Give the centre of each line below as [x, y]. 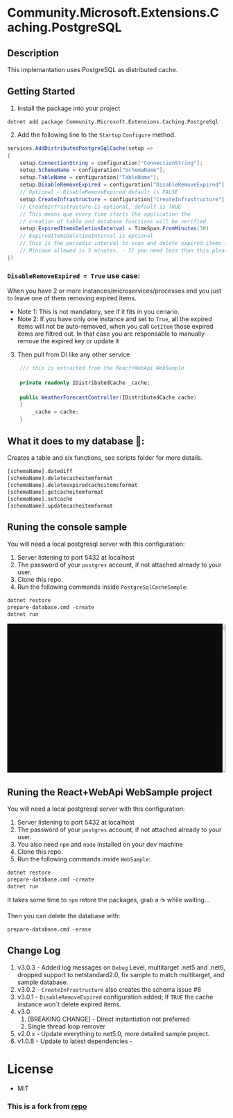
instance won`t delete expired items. [69, 1004]
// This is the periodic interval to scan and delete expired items [121, 243]
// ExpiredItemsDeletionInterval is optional [87, 236]
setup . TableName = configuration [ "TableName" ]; [89, 178]
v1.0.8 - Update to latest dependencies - [75, 1041]
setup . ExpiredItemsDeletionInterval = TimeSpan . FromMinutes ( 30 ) [114, 229]
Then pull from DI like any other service [74, 354]
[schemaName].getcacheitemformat [55, 492]
